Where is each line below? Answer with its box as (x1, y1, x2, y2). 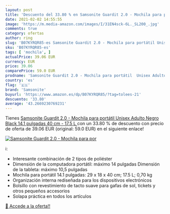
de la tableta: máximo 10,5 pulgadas (12, 167, 88, 173)
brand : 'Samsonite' (5, 87, 47, 92)
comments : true (5, 26, 37, 31)
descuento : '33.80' (5, 96, 47, 101)
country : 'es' (5, 78, 35, 83)
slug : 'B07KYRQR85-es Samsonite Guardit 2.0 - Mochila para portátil (5, 40, 155, 45)
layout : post (5, 7, 33, 13)
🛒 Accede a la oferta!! (5, 203, 51, 209)
